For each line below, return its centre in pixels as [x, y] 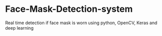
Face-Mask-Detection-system [69, 9]
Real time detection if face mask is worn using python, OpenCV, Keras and [81, 23]
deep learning [19, 28]
